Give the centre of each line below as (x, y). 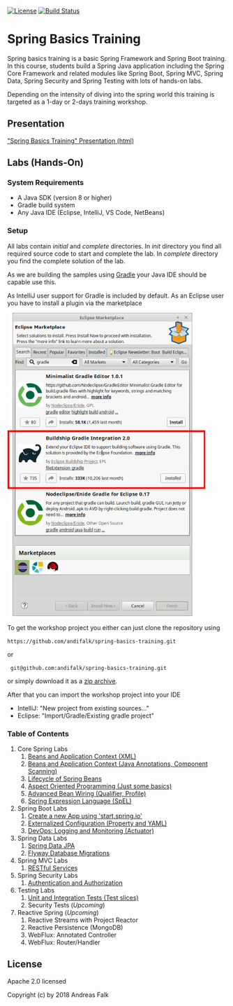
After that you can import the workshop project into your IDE (94, 694)
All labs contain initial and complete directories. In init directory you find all (114, 246)
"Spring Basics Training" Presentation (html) (71, 141)
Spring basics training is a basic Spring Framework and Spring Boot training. (117, 58)
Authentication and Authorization (75, 883)
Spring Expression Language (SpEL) (80, 801)
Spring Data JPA (51, 846)
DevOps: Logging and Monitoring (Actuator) (91, 831)
